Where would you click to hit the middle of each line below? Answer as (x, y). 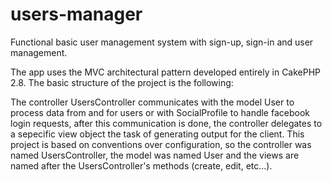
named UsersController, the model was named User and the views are (155, 155)
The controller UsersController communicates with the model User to (152, 102)
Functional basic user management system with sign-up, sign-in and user (162, 42)
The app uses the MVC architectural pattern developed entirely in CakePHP (166, 72)
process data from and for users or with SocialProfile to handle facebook (160, 112)
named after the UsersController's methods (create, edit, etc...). (141, 165)
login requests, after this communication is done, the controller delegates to (166, 123)
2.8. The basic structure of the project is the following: (122, 82)
